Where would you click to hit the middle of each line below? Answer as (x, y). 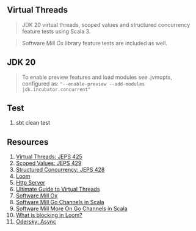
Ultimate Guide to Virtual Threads (58, 189)
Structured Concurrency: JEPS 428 (60, 170)
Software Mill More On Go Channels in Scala (71, 209)
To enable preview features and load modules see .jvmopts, (97, 77)
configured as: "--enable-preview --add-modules (83, 83)
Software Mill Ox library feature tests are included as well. (94, 43)
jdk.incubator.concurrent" (56, 89)
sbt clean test (33, 123)
